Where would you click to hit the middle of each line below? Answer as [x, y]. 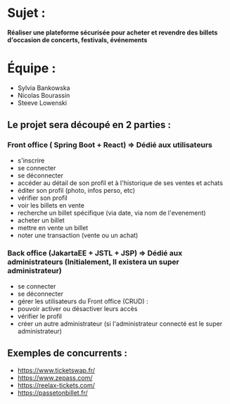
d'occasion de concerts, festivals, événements [77, 39]
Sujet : [26, 13]
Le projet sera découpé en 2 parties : [89, 125]
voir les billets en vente [51, 205]
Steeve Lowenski [42, 103]
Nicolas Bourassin [44, 95]
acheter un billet [41, 220]
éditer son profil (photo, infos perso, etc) [76, 190]
